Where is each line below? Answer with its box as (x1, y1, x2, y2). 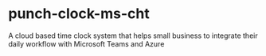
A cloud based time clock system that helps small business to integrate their (8, 31, 258, 40)
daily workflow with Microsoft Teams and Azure (8, 39, 165, 48)
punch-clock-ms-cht (8, 5, 150, 23)
